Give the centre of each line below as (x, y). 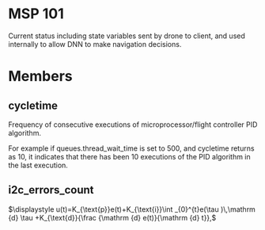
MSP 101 (36, 14)
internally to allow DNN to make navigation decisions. (95, 44)
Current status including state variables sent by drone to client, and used (127, 36)
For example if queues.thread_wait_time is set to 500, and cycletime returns (131, 148)
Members (40, 77)
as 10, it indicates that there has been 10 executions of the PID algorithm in (129, 156)
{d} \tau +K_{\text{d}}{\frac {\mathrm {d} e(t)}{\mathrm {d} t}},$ (112, 217)
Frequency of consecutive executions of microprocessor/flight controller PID (133, 125)
